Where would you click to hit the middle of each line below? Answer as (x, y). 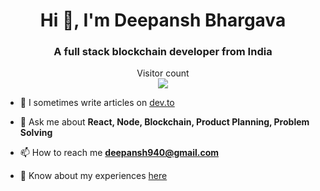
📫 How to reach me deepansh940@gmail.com (119, 153)
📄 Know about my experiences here (93, 176)
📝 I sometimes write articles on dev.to (97, 103)
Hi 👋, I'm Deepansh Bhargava (163, 20)
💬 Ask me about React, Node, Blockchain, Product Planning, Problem (164, 122)
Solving (36, 133)
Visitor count (163, 73)
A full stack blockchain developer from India (163, 52)
